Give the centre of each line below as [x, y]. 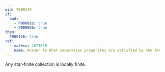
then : [11, 32]
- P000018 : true [31, 23]
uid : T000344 [18, 9]
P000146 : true [24, 37]
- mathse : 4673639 [28, 46]
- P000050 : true [31, 28]
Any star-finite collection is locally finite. [46, 64]
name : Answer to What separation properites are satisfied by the [83, 50]
